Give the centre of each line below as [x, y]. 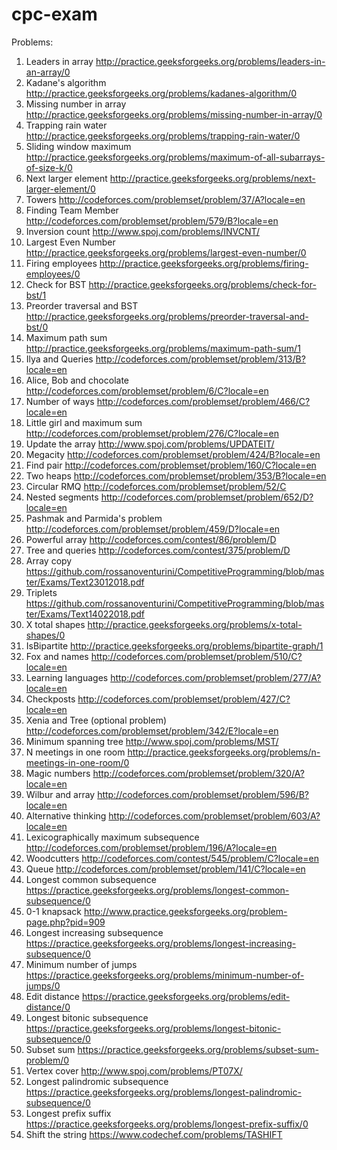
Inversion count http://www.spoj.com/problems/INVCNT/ [142, 231]
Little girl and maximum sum [84, 422]
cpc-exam [54, 14]
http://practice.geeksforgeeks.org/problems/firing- [204, 263]
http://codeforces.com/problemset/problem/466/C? [203, 401]
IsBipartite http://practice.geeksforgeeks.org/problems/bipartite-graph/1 [174, 645]
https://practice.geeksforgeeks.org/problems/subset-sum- [198, 1049]
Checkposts [50, 699]
